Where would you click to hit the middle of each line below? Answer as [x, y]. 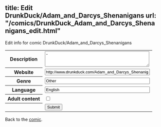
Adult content [24, 99]
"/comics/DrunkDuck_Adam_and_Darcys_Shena [80, 23]
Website [24, 72]
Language [24, 90]
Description [24, 59]
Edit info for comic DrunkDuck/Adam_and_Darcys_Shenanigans [69, 42]
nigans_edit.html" [33, 31]
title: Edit [19, 8]
